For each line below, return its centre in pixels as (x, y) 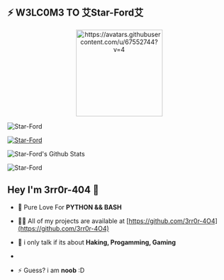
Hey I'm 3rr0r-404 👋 (53, 190)
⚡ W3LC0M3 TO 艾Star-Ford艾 (75, 13)
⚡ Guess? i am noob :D (51, 270)
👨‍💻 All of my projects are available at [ (73, 221)
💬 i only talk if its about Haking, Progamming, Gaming (96, 242)
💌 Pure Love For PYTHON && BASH (69, 207)
